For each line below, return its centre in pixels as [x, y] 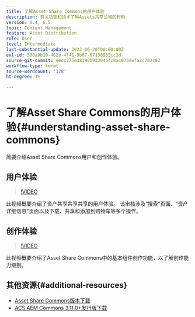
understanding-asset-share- [99, 127]
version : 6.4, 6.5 [28, 22]
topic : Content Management [39, 28]
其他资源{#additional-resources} [67, 285]
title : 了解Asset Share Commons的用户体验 [55, 11]
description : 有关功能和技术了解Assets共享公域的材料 [66, 17]
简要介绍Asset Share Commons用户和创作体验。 [64, 157]
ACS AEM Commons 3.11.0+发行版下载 [61, 308]
